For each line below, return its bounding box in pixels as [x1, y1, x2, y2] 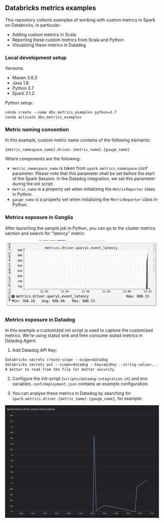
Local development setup [5, 54, 67, 61]
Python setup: [5, 100, 33, 106]
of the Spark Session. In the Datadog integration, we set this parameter [12, 176, 155, 182]
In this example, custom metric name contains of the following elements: [5, 137, 151, 143]
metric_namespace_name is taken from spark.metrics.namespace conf [12, 165, 148, 171]
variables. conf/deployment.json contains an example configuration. [12, 381, 149, 387]
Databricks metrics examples [5, 4, 96, 12]
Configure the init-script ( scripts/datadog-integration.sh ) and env [12, 375, 148, 381]
